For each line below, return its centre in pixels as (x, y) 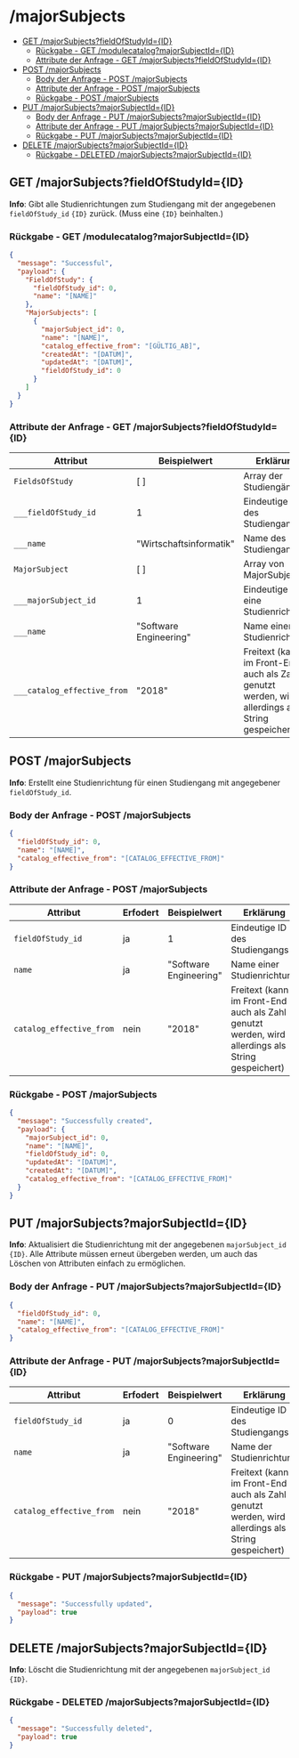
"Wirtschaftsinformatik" (186, 543)
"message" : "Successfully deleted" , (85, 1729)
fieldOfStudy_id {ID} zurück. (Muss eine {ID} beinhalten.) (117, 213)
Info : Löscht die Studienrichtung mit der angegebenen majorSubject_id (140, 1670)
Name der (252, 1446)
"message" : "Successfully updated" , (85, 1604)
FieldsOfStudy (44, 481)
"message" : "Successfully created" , (85, 1121)
